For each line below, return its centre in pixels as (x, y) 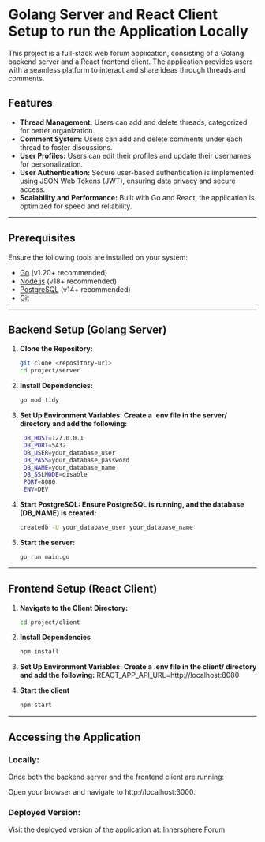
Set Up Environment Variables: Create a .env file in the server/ (123, 415)
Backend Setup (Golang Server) (88, 329)
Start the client (45, 690)
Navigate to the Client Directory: (74, 608)
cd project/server (50, 371)
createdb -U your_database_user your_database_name (106, 527)
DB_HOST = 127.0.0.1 (54, 438)
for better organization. (57, 130)
